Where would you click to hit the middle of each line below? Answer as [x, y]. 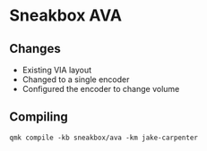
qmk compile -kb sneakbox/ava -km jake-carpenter [104, 138]
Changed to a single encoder [76, 80]
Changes [35, 49]
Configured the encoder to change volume [101, 89]
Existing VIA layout [57, 70]
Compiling [39, 117]
